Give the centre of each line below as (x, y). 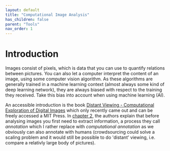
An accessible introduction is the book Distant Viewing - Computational (80, 105)
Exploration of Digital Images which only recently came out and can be (79, 110)
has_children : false (27, 19)
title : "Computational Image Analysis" (47, 15)
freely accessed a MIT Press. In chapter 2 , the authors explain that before (82, 116)
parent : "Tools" (22, 24)
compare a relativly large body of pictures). (50, 143)
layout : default (22, 10)
